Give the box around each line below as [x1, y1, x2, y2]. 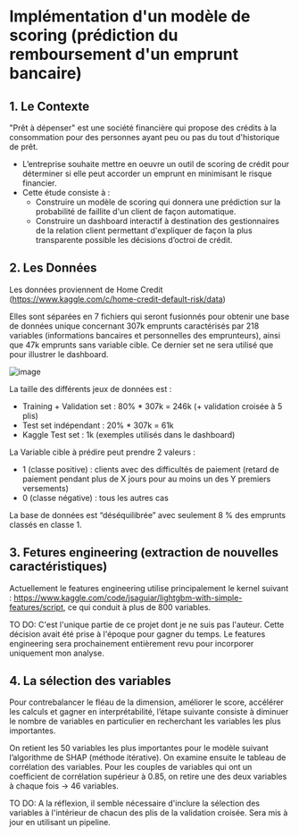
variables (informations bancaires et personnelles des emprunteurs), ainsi [9, 330, 281, 340]
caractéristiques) [9, 559, 108, 574]
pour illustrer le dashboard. [9, 348, 109, 359]
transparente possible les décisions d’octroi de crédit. [35, 235, 234, 245]
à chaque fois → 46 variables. [9, 781, 119, 791]
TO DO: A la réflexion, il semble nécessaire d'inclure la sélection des [9, 798, 261, 809]
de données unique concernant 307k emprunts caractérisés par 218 [9, 320, 260, 331]
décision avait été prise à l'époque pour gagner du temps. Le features [9, 628, 266, 640]
